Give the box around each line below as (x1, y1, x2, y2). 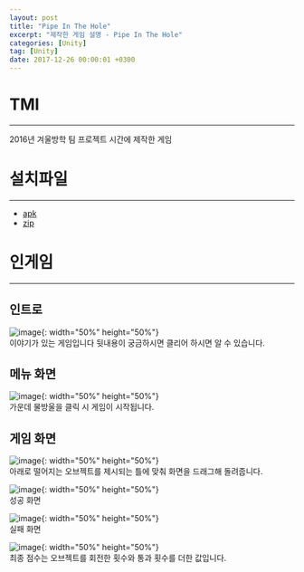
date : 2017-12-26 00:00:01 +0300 (9, 55, 136, 64)
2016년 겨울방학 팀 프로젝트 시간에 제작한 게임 (9, 133, 173, 145)
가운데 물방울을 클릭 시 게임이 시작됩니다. (9, 402, 155, 413)
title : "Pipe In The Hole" (9, 22, 111, 31)
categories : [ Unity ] (9, 38, 88, 48)
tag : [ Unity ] (9, 47, 59, 56)
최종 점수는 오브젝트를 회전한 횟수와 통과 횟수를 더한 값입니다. (9, 553, 227, 564)
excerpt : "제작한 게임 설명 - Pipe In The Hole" (9, 30, 183, 39)
